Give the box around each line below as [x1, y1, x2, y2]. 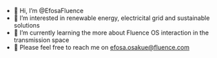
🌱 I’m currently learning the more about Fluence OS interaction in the [13, 28, 209, 37]
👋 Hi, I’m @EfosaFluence [13, 7, 84, 14]
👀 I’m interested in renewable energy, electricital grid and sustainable [13, 14, 210, 22]
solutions [13, 21, 40, 29]
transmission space [13, 36, 70, 44]
